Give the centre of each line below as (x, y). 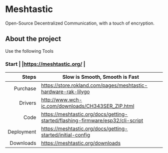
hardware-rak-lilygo (65, 92)
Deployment (22, 132)
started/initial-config (65, 135)
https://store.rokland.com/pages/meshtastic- (94, 85)
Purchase (25, 89)
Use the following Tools (29, 51)
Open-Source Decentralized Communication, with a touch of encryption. (80, 23)
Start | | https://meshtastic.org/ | (45, 64)
